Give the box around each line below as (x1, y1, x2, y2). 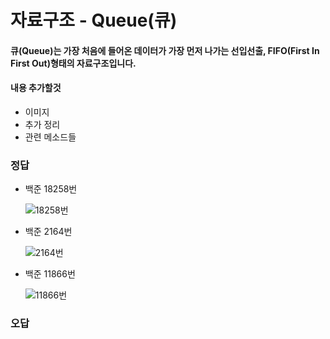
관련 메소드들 (24, 131, 77, 143)
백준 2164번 (24, 226, 73, 238)
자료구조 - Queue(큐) (10, 9, 178, 32)
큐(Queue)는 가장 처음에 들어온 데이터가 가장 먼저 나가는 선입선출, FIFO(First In (10, 44, 320, 56)
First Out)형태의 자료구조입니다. (10, 57, 137, 69)
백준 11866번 (24, 268, 76, 280)
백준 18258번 (24, 183, 78, 195)
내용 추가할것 (10, 82, 62, 94)
